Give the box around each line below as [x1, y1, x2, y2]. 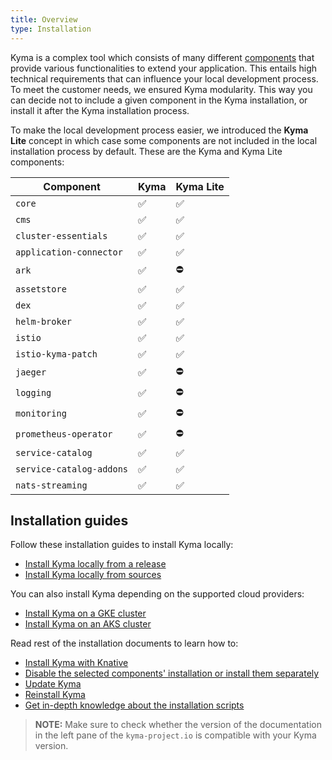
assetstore [15, 283, 67, 295]
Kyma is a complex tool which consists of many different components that [10, 51, 315, 63]
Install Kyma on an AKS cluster [24, 618, 152, 630]
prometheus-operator [15, 429, 113, 440]
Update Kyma [24, 678, 82, 690]
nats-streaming [15, 479, 88, 491]
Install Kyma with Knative [24, 657, 129, 669]
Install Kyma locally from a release [24, 558, 167, 570]
